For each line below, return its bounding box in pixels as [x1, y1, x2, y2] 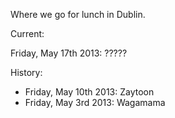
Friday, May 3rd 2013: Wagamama [24, 97, 166, 108]
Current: [10, 28, 45, 39]
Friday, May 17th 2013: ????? [10, 47, 128, 59]
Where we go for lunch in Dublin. [10, 9, 146, 20]
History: [10, 67, 43, 78]
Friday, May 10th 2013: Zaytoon [24, 86, 155, 98]
